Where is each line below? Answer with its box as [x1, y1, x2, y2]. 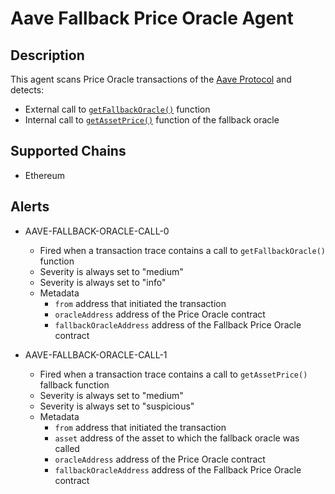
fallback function [39, 378, 110, 391]
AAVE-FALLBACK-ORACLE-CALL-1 [24, 348, 168, 361]
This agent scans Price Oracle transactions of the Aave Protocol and [10, 73, 292, 85]
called [54, 442, 80, 454]
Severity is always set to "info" [39, 276, 167, 288]
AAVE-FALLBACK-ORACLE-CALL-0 [24, 225, 170, 237]
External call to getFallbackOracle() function [24, 103, 211, 115]
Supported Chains [10, 143, 127, 160]
